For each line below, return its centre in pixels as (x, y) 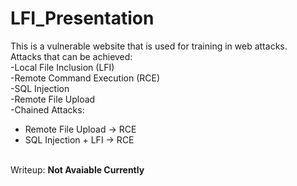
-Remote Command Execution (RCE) (85, 78)
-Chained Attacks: (47, 109)
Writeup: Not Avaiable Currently (77, 169)
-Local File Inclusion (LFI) (62, 67)
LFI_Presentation (82, 18)
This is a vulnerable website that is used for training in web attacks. (149, 46)
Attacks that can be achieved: (71, 56)
